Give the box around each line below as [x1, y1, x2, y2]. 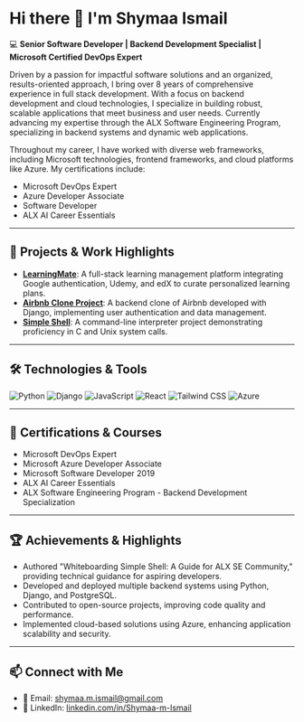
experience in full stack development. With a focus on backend [9, 88, 244, 98]
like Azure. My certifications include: [9, 163, 146, 174]
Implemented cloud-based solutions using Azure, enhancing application [22, 619, 291, 630]
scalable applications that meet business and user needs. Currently [9, 108, 261, 118]
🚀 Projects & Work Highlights [9, 244, 175, 260]
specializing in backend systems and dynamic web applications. [9, 127, 249, 137]
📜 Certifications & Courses [9, 425, 163, 440]
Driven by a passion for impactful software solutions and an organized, [9, 69, 273, 80]
